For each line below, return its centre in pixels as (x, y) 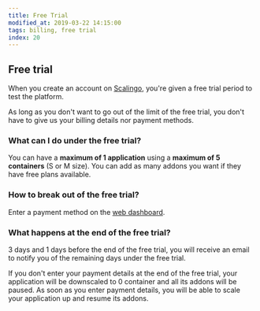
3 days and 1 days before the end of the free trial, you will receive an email (129, 250)
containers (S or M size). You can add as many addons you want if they (125, 166)
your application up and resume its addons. (78, 298)
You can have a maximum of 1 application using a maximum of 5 (114, 157)
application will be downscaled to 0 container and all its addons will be (123, 281)
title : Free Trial (38, 15)
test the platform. (36, 97)
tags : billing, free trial (52, 30)
